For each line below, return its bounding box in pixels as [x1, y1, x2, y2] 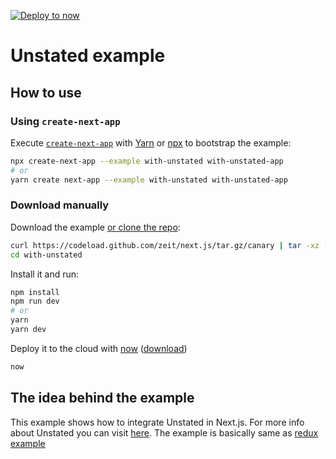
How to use [10, 84, 82, 101]
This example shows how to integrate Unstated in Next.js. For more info [10, 416, 305, 428]
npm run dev [10, 296, 60, 307]
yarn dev [10, 325, 47, 335]
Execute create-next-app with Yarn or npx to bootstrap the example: [10, 136, 292, 149]
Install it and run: [10, 268, 80, 280]
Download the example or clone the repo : [10, 221, 181, 233]
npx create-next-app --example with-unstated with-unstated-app [10, 156, 284, 166]
